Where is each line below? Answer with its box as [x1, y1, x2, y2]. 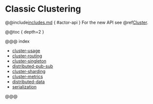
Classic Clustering [5, 3, 81, 15]
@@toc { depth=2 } [5, 29, 44, 35]
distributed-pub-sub [12, 63, 54, 69]
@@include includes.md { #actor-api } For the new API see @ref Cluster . [5, 19, 149, 25]
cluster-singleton [12, 58, 46, 64]
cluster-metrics [12, 73, 43, 79]
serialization [12, 84, 37, 89]
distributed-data [12, 79, 45, 85]
